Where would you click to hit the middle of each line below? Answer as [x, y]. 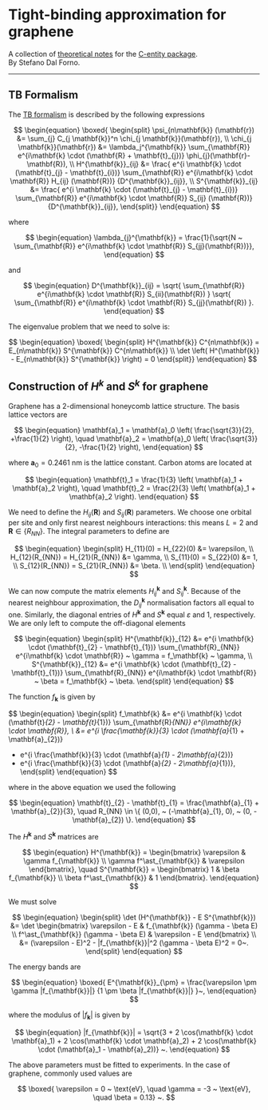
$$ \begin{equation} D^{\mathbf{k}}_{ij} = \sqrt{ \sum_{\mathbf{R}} [134, 285]
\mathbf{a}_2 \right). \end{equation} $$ [134, 497]
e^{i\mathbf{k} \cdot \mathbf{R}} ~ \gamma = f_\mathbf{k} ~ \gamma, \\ [134, 655]
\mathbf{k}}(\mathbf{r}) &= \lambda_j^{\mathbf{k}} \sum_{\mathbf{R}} [134, 146]
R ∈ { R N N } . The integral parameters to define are [89, 532]
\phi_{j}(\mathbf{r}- [219, 155]
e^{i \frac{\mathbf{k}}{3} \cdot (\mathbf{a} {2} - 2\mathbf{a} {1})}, [128, 763]
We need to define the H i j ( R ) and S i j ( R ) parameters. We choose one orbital [130, 513]
